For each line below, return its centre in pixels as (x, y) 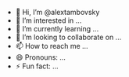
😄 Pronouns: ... (41, 57)
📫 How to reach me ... (52, 46)
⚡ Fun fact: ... (37, 66)
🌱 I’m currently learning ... (57, 29)
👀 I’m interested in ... (48, 20)
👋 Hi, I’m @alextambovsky (57, 12)
